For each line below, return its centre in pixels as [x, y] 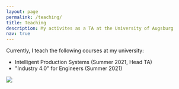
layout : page [22, 12]
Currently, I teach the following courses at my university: [75, 50]
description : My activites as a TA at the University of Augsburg [90, 28]
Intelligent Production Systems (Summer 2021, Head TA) [83, 62]
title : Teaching [26, 23]
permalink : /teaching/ [34, 17]
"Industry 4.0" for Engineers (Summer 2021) [68, 68]
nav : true [18, 34]
